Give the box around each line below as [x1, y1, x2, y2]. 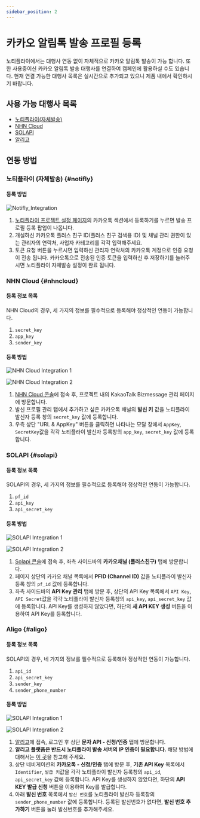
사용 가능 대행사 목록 [6, 99, 77, 109]
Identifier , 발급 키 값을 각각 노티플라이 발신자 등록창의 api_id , [14, 768, 162, 775]
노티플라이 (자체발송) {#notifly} [6, 175, 94, 183]
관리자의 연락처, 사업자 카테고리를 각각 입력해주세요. [21, 239, 143, 246]
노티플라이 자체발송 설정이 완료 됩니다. [26, 261, 116, 268]
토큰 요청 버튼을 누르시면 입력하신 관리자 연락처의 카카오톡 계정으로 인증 [14, 246, 183, 254]
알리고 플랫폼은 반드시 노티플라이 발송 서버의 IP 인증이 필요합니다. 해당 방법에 [14, 746, 193, 753]
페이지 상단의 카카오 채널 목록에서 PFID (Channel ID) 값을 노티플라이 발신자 [14, 572, 192, 580]
